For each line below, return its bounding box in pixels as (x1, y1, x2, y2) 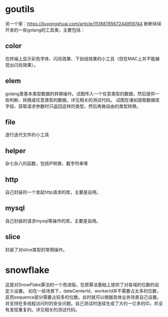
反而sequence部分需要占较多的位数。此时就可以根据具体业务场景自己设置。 (5, 294, 161, 300)
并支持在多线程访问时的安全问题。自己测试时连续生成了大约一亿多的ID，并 (5, 300, 158, 306)
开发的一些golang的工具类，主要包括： (5, 26, 85, 33)
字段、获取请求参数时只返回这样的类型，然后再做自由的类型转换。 (5, 103, 141, 109)
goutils (5, 3, 35, 15)
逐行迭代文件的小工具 (5, 131, 49, 138)
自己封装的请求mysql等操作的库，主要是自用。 (5, 217, 101, 223)
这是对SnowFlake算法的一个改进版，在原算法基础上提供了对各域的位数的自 (5, 281, 159, 287)
